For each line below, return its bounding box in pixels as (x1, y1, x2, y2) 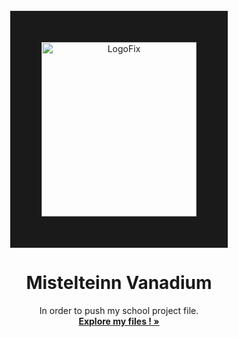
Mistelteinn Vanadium (25, 272, 213, 294)
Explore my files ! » (78, 315, 160, 327)
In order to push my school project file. (39, 304, 199, 316)
